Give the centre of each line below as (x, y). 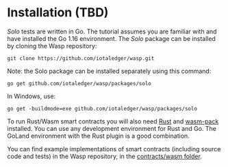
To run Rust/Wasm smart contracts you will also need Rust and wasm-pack (113, 121)
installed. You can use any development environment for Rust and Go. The (112, 128)
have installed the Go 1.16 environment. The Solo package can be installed (111, 38)
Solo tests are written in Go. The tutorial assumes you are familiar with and (112, 31)
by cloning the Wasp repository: (52, 46)
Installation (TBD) (58, 13)
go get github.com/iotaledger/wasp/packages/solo (79, 83)
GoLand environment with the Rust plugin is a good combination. (98, 136)
